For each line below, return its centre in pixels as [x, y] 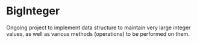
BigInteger [33, 11]
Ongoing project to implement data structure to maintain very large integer [98, 27]
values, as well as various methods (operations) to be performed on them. [98, 33]
